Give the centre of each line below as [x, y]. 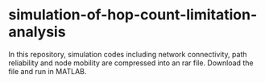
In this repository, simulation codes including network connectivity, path [128, 54]
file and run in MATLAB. [48, 71]
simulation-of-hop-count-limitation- [133, 15]
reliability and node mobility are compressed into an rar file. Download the [131, 63]
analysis [37, 32]
